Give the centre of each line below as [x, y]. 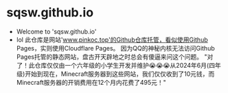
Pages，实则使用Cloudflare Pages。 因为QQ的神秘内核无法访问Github [116, 48]
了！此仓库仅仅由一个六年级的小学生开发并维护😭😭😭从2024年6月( [113, 65]
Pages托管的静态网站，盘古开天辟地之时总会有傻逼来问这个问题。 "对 [115, 57]
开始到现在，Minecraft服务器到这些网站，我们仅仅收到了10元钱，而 [119, 74]
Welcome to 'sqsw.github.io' [56, 31]
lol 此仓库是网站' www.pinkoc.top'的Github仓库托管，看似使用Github [112, 40]
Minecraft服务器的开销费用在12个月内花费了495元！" [91, 82]
